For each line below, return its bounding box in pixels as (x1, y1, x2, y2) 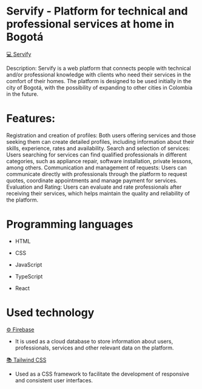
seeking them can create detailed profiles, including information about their (6, 138, 195, 145)
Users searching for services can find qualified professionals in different (6, 151, 187, 158)
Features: (6, 112, 56, 126)
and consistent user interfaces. (15, 376, 93, 384)
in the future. (6, 90, 39, 98)
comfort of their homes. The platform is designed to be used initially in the (6, 77, 192, 84)
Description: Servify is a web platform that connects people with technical (6, 64, 191, 72)
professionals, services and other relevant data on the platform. (15, 344, 174, 351)
